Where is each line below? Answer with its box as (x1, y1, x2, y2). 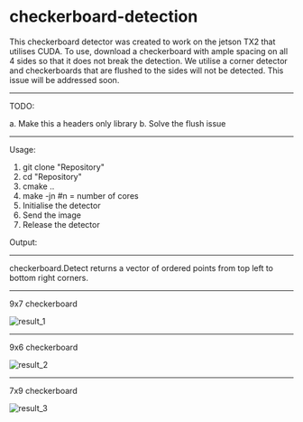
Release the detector (22, 219, 101, 230)
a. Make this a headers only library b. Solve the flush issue (9, 117, 226, 128)
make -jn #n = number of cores (22, 190, 139, 201)
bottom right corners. (9, 272, 88, 283)
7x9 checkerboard (9, 385, 78, 396)
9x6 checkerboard (9, 342, 78, 352)
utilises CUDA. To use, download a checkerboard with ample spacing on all (9, 45, 289, 56)
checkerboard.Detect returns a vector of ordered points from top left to (9, 262, 273, 273)
